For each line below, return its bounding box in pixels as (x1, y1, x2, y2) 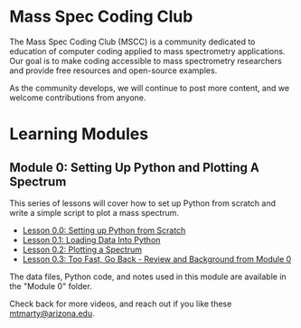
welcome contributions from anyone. (9, 92, 146, 103)
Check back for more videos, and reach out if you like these (9, 298, 232, 309)
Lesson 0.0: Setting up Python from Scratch (22, 224, 186, 236)
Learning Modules (9, 124, 149, 145)
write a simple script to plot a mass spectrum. (9, 207, 179, 218)
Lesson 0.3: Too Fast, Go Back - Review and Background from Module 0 (22, 253, 292, 264)
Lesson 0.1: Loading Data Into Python (22, 234, 161, 245)
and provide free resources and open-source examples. (9, 65, 218, 76)
